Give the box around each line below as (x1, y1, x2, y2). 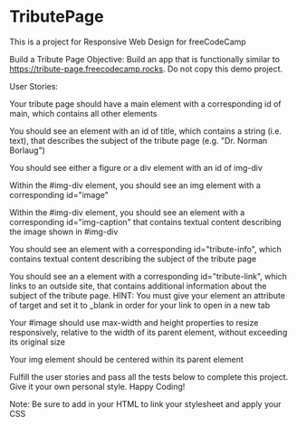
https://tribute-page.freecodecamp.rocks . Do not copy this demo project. (9, 63, 283, 74)
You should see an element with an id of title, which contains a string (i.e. (9, 125, 283, 137)
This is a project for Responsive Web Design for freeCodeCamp (9, 36, 246, 47)
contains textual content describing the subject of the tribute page (9, 253, 256, 264)
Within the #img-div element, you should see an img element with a (9, 179, 261, 191)
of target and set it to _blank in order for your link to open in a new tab (9, 299, 270, 310)
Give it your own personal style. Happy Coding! (9, 381, 186, 392)
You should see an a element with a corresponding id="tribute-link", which (9, 270, 288, 281)
